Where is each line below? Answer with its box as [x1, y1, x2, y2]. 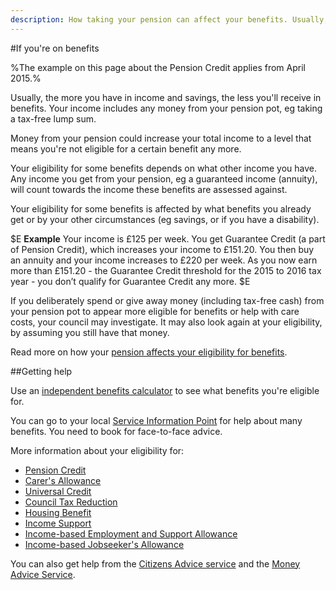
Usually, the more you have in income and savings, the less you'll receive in [10, 91, 322, 103]
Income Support [24, 517, 92, 529]
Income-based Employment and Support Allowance [24, 527, 238, 540]
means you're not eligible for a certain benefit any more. [10, 142, 242, 155]
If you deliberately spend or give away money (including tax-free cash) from [10, 294, 325, 306]
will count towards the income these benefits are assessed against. [10, 183, 288, 195]
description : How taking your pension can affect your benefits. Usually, [10, 14, 329, 25]
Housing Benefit [24, 506, 92, 518]
